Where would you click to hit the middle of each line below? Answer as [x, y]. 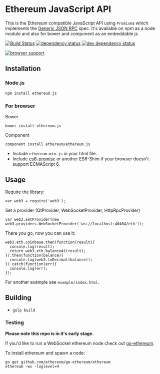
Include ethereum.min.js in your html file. [55, 153]
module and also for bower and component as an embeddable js [72, 33]
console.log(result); [32, 246]
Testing [14, 323]
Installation [23, 69]
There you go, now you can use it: [40, 233]
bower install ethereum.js [33, 126]
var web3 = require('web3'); [35, 201]
